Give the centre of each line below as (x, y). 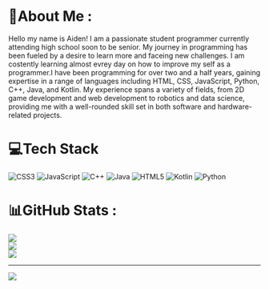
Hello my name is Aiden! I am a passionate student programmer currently (129, 38)
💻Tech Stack (54, 149)
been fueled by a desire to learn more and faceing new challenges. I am (126, 55)
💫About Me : (50, 16)
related (20, 114)
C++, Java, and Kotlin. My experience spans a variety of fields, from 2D (126, 89)
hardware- (235, 106)
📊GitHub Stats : (63, 211)
